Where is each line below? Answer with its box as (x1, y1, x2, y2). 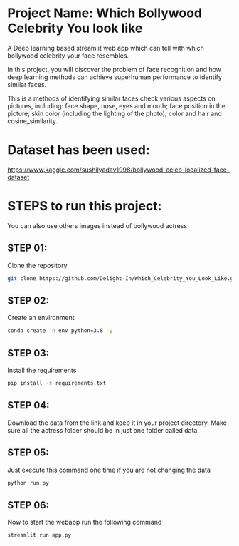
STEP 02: (7, 294, 50, 307)
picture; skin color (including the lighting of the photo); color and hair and (7, 109, 222, 118)
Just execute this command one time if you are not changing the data (7, 465, 211, 474)
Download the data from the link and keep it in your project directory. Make (7, 418, 228, 427)
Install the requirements (7, 366, 77, 374)
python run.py (7, 479, 50, 486)
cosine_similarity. (7, 116, 58, 125)
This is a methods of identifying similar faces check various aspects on (7, 94, 216, 103)
